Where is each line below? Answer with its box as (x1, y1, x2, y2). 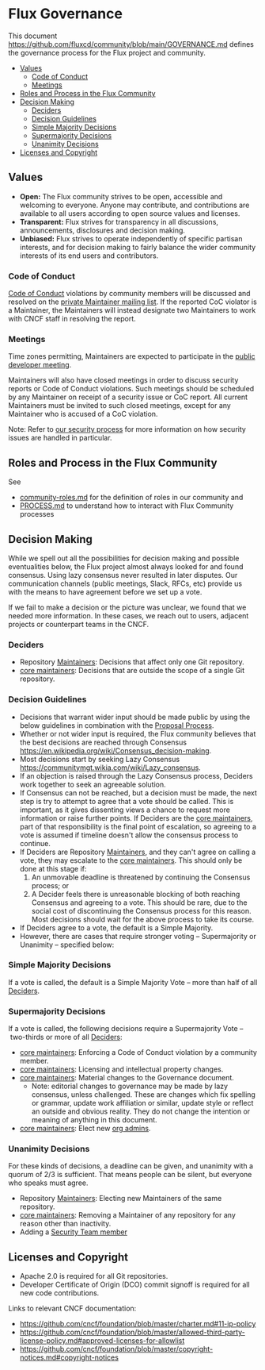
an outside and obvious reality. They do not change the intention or (31, 1106, 251, 1116)
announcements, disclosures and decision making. (19, 225, 186, 235)
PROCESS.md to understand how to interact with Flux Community (19, 501, 234, 510)
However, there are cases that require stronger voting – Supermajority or (19, 931, 257, 941)
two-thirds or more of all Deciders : (9, 1033, 123, 1042)
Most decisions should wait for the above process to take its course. (31, 914, 255, 924)
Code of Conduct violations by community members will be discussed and (8, 289, 251, 298)
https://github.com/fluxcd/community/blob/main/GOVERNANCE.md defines (8, 39, 255, 48)
